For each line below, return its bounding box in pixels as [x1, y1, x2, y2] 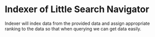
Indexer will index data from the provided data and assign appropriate [5, 20, 150, 26]
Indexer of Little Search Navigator [5, 4, 149, 15]
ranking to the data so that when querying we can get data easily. [5, 25, 141, 31]
